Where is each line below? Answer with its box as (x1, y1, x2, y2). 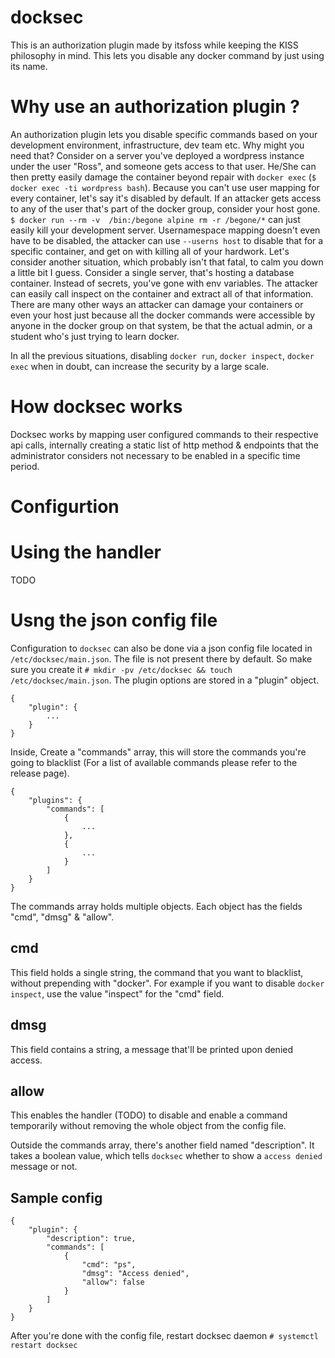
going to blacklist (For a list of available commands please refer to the (10, 756, 298, 768)
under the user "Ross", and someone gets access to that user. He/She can (10, 160, 317, 172)
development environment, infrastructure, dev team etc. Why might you (10, 139, 305, 151)
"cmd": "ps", (81, 1260, 137, 1270)
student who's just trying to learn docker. (10, 330, 180, 342)
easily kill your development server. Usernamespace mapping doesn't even (10, 224, 321, 236)
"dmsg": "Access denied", (81, 1269, 190, 1279)
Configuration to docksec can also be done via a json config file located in (10, 642, 313, 654)
